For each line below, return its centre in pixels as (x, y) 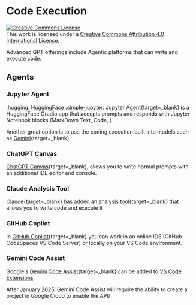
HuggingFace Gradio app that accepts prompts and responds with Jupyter (98, 114)
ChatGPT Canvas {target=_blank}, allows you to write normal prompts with (97, 167)
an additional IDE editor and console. (52, 173)
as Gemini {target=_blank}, (38, 138)
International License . (33, 40)
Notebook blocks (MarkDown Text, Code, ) (59, 120)
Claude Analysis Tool (38, 188)
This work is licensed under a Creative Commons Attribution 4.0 (85, 34)
